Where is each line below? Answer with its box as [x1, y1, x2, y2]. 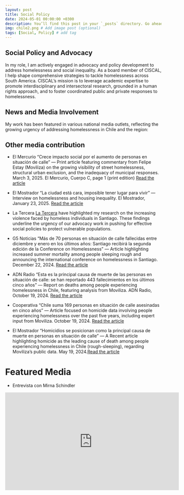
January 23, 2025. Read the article [12, 201, 83, 207]
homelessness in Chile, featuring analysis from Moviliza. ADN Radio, [12, 287, 152, 293]
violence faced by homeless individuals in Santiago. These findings [12, 215, 150, 221]
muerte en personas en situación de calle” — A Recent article [12, 333, 138, 339]
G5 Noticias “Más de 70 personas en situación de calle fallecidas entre [12, 235, 157, 241]
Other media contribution [5, 141, 85, 149]
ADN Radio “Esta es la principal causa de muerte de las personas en [12, 272, 152, 278]
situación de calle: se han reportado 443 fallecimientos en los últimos [12, 277, 155, 283]
